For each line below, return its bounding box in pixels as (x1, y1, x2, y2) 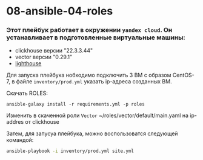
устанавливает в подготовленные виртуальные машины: (6, 33, 186, 42)
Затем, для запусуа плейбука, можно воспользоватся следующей (6, 130, 178, 137)
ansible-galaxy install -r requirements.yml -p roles (6, 101, 145, 107)
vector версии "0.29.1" (15, 53, 73, 61)
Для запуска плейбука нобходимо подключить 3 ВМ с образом (6, 71, 171, 79)
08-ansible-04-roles (6, 4, 113, 18)
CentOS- (172, 71, 195, 79)
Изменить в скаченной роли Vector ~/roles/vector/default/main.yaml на (6, 112, 189, 119)
